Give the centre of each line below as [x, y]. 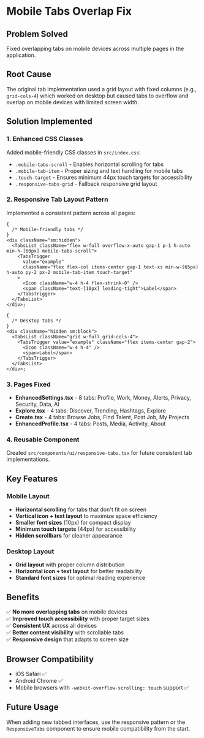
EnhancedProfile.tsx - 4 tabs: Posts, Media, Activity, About [90, 424]
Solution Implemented [50, 122]
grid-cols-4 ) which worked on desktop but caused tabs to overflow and [97, 96]
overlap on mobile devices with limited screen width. [73, 102]
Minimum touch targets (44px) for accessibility [76, 529]
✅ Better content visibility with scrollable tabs [65, 633]
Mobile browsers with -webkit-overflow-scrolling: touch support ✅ [102, 687]
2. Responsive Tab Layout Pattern [57, 199]
